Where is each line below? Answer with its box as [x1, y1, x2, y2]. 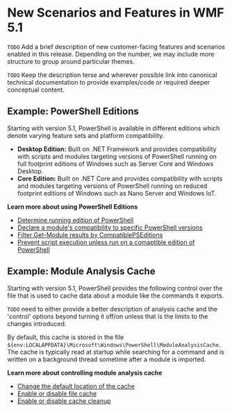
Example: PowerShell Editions [7, 105, 139, 117]
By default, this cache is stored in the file [7, 333, 124, 341]
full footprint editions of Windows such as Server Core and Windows [17, 160, 214, 168]
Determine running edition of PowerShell [17, 216, 134, 224]
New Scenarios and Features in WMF [7, 5, 224, 21]
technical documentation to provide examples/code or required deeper [7, 78, 210, 86]
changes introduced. [7, 319, 67, 327]
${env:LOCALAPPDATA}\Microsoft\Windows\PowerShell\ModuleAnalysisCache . [7, 340, 221, 348]
